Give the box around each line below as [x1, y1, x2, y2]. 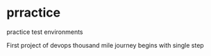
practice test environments [6, 28, 84, 36]
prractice [6, 5, 61, 21]
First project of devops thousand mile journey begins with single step [6, 41, 204, 49]
